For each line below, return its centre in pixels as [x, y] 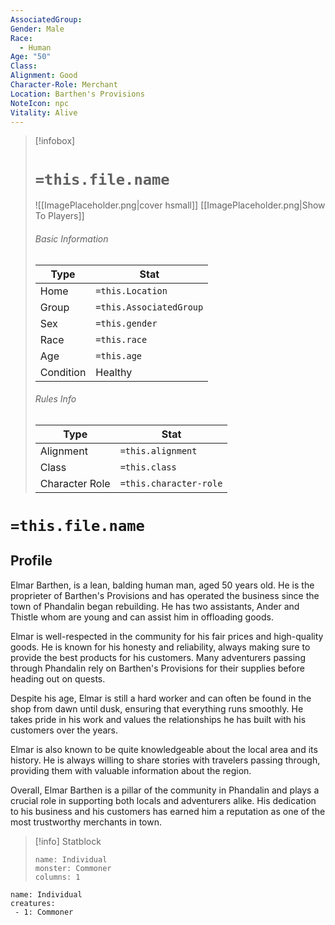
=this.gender [126, 323]
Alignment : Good [44, 76]
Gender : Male [37, 29]
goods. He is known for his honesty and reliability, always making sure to [160, 647]
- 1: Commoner [44, 912]
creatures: [33, 903]
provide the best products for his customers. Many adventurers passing [158, 657]
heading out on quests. [58, 678]
